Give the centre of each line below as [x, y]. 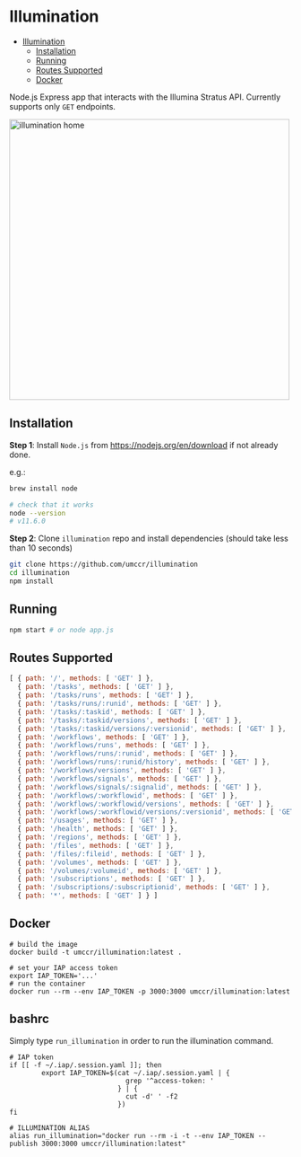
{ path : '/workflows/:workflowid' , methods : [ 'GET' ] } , [128, 795]
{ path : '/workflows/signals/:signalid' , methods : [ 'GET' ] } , [140, 787]
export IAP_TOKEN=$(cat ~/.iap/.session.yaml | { [136, 1073]
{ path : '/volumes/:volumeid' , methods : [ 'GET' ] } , [120, 870]
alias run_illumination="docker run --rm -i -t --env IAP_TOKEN [132, 1135]
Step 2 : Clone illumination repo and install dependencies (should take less [149, 539]
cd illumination [39, 573]
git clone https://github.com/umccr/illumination [104, 565]
